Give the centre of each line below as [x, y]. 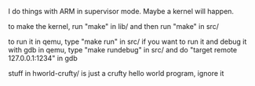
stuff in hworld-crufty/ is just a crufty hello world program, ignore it [116, 73]
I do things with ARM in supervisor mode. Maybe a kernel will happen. [121, 11]
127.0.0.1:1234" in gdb [43, 58]
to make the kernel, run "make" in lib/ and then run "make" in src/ [114, 26]
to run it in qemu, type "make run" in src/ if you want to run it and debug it [127, 41]
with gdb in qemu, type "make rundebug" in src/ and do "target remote [123, 50]
